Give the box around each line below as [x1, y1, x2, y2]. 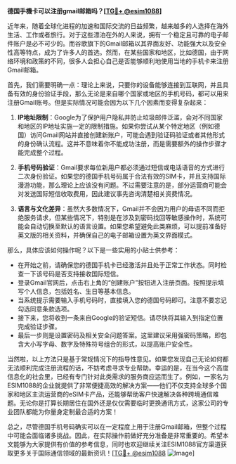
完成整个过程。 [23, 148, 67, 157]
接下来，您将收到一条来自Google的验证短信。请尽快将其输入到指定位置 [17, 314, 223, 322]
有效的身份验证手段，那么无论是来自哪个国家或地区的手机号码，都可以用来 [13, 89, 229, 98]
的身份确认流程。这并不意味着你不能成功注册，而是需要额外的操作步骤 [17, 140, 221, 148]
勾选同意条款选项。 [17, 305, 74, 313]
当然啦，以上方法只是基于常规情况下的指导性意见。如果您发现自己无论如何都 [7, 355, 229, 363]
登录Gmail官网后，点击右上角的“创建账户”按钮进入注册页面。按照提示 [17, 278, 218, 287]
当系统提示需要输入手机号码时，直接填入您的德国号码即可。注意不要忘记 [17, 296, 227, 304]
